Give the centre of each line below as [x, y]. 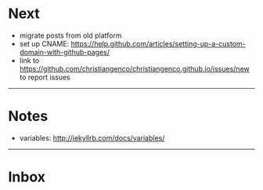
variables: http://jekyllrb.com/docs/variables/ [92, 137]
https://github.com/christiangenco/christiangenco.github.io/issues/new [135, 68]
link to [29, 60]
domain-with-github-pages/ [65, 52]
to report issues [45, 77]
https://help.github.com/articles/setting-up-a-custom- [159, 43]
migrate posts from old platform [70, 35]
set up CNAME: [44, 43]
